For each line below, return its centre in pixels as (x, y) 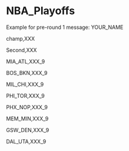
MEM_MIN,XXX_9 (27, 119)
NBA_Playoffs (41, 11)
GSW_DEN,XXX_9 (28, 130)
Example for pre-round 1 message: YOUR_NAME (65, 27)
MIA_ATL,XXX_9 (26, 61)
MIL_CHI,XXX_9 (25, 84)
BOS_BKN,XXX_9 (27, 73)
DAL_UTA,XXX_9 (26, 141)
